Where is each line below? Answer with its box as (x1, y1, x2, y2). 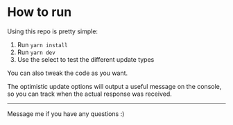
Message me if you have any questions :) (7, 109, 125, 118)
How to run (7, 4, 72, 20)
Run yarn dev (17, 48, 55, 56)
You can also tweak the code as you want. (7, 69, 128, 77)
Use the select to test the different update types (17, 55, 155, 63)
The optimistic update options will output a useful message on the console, (7, 82, 222, 90)
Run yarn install (17, 40, 68, 49)
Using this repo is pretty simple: (7, 27, 98, 35)
